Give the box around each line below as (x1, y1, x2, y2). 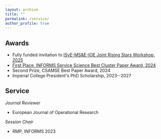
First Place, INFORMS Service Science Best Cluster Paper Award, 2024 (12, 62, 156, 69)
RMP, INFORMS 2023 (12, 128, 56, 134)
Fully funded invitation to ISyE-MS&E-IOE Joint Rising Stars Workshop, (12, 52, 155, 58)
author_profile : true (5, 21, 50, 26)
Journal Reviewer (5, 100, 41, 106)
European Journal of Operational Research (12, 109, 99, 115)
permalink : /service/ (5, 16, 50, 21)
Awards (5, 39, 29, 47)
